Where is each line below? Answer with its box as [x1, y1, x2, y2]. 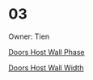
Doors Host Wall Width [8, 62, 84, 73]
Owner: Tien [8, 32, 50, 41]
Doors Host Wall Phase [8, 47, 85, 57]
